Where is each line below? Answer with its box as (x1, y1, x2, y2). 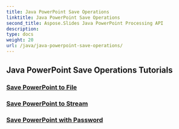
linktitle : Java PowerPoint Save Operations (6, 15, 120, 21)
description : (6, 25, 39, 32)
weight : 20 (6, 37, 34, 43)
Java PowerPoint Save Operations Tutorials (6, 65, 173, 76)
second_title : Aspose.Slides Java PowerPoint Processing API (6, 20, 164, 26)
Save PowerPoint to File (6, 83, 77, 91)
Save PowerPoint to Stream (6, 99, 88, 108)
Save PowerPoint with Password (6, 116, 103, 124)
